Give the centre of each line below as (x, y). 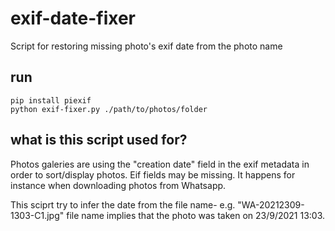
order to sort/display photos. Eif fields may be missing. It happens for (153, 174)
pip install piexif (51, 100)
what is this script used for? (99, 140)
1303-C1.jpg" (37, 215)
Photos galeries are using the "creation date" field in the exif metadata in (160, 164)
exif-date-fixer (73, 18)
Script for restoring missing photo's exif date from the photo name (146, 46)
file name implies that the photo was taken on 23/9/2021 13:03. (196, 215)
